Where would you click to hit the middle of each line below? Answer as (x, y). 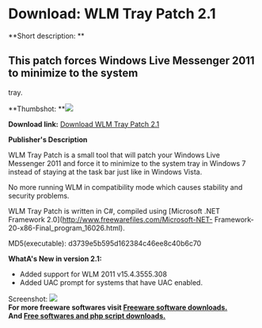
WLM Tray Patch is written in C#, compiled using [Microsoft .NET (114, 210)
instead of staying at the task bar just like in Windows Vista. (105, 172)
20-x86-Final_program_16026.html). (66, 228)
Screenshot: (28, 299)
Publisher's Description (48, 139)
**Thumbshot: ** (37, 109)
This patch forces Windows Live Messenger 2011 (131, 61)
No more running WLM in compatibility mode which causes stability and (125, 187)
